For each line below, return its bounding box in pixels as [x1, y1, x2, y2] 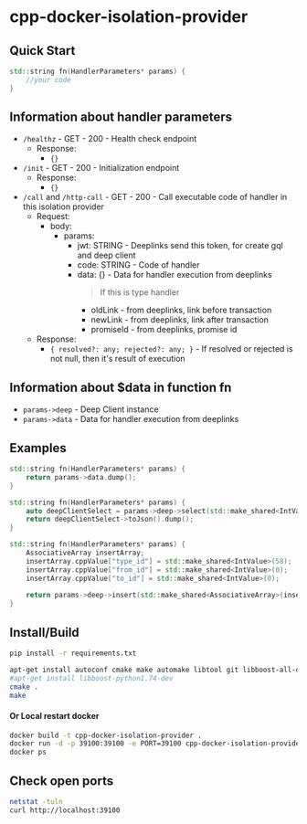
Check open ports [9, 773, 114, 788]
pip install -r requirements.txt [9, 649, 137, 658]
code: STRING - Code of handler [77, 259, 200, 270]
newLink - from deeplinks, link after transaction [90, 314, 270, 325]
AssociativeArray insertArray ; [26, 548, 145, 558]
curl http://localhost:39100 [9, 806, 121, 815]
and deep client [77, 249, 136, 261]
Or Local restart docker [9, 710, 100, 721]
